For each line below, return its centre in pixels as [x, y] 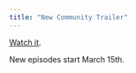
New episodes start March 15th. [67, 59]
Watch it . [25, 42]
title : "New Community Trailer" [68, 17]
